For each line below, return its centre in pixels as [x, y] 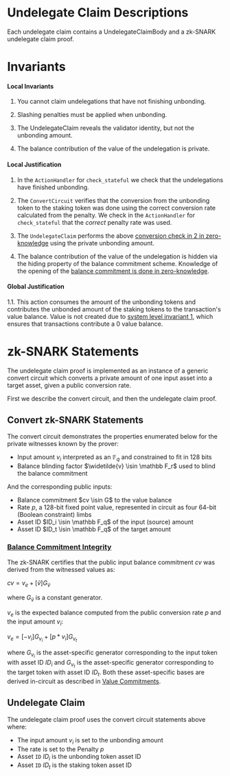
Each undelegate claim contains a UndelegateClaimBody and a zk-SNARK [112, 32]
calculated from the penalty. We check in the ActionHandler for [106, 215]
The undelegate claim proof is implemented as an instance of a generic [108, 370]
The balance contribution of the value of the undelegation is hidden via [117, 256]
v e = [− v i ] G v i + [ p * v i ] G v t [42, 638]
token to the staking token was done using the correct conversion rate [116, 208]
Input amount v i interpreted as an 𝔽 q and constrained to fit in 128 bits [114, 458]
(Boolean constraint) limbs [54, 515]
